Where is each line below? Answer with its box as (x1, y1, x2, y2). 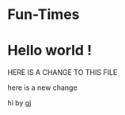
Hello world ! (7, 42, 93, 60)
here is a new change (7, 83, 78, 92)
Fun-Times (7, 6, 80, 24)
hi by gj (7, 98, 32, 108)
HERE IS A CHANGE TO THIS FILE (7, 68, 118, 77)
